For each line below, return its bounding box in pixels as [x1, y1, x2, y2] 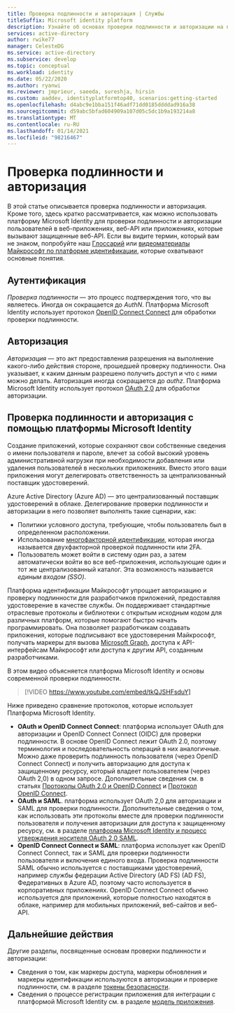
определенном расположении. [17, 528, 111, 536]
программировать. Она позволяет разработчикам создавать [7, 623, 191, 631]
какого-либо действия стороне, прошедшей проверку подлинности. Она [7, 361, 226, 370]
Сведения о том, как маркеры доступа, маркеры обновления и [17, 967, 207, 977]
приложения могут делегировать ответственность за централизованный [7, 470, 226, 480]
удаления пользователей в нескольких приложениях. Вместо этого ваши [7, 463, 227, 472]
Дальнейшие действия [7, 928, 114, 940]
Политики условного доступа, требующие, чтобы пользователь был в [17, 520, 227, 529]
